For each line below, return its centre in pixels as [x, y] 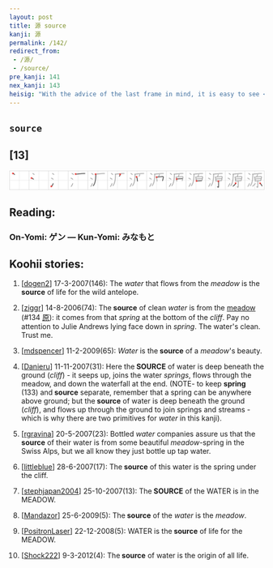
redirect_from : [35, 51]
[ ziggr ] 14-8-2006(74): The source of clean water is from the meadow [138, 308]
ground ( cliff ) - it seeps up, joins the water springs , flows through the [136, 375]
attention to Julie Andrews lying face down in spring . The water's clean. [141, 327]
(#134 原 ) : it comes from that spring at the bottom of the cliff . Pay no [135, 318]
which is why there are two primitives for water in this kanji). [121, 418]
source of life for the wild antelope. [80, 293]
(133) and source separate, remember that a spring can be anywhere [136, 392]
